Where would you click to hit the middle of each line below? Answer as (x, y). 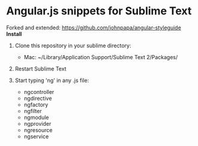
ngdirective (38, 98)
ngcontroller (39, 92)
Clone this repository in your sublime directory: (73, 45)
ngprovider (37, 123)
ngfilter (33, 111)
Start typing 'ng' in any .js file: (52, 80)
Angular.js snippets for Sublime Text (99, 11)
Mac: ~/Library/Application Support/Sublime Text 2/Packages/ (101, 57)
